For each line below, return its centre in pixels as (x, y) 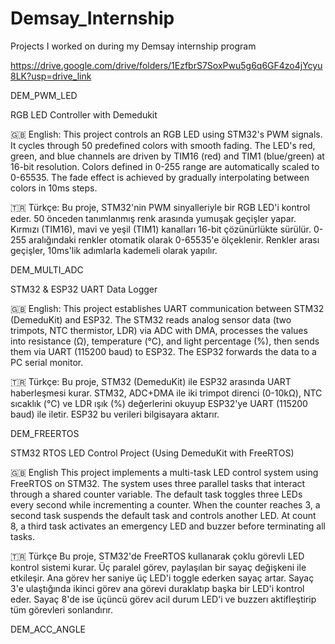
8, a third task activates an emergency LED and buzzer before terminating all (168, 526)
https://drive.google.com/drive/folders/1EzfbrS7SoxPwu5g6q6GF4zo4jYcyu (166, 65)
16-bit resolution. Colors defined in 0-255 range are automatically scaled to (165, 166)
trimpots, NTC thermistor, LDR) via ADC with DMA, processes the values (159, 330)
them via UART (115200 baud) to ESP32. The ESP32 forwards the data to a (163, 351)
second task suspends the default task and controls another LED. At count (163, 515)
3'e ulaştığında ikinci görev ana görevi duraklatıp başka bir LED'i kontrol (157, 588)
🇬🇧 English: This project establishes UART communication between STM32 (167, 308)
